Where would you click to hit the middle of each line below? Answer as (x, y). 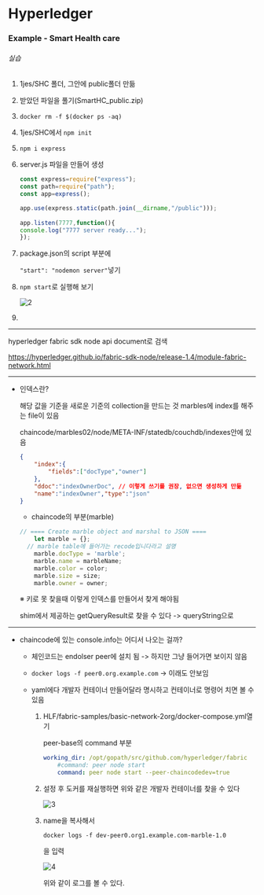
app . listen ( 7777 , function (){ (67, 223)
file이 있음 (44, 416)
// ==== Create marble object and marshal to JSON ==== (113, 532)
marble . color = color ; (71, 568)
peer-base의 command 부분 (87, 743)
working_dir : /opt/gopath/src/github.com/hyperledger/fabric (145, 758)
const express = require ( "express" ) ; (78, 179)
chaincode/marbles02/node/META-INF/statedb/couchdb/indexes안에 (131, 433)
